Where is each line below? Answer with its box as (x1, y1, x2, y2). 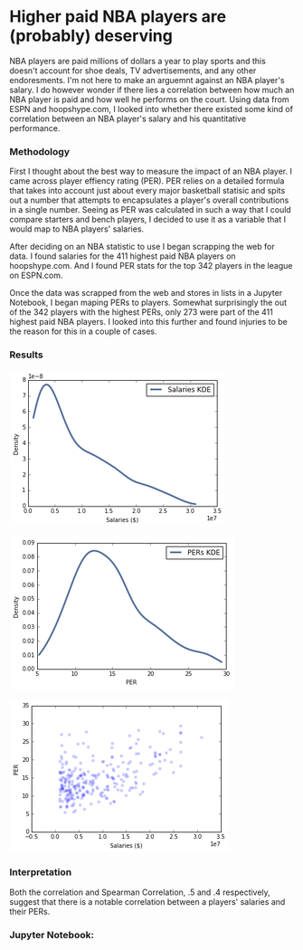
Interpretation (9, 866, 72, 879)
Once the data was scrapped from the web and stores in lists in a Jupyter (9, 288, 283, 299)
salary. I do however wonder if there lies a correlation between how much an (9, 84, 295, 95)
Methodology (9, 145, 71, 157)
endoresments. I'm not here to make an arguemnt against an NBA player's (9, 74, 285, 85)
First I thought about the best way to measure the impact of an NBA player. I (9, 166, 292, 177)
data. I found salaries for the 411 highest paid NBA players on (9, 251, 237, 261)
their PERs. (9, 906, 51, 917)
